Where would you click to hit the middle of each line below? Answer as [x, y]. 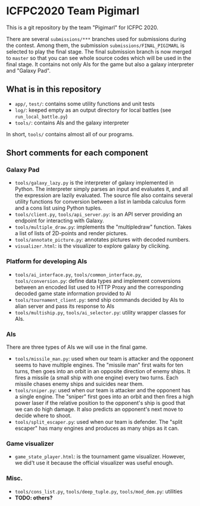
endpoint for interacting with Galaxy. [59, 221]
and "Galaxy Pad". [28, 70]
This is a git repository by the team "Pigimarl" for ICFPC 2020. [82, 27]
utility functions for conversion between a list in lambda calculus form [100, 202]
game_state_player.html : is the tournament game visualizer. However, [100, 457]
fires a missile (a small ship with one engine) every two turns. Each [96, 378]
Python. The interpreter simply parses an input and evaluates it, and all [101, 189]
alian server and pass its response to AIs [65, 306]
